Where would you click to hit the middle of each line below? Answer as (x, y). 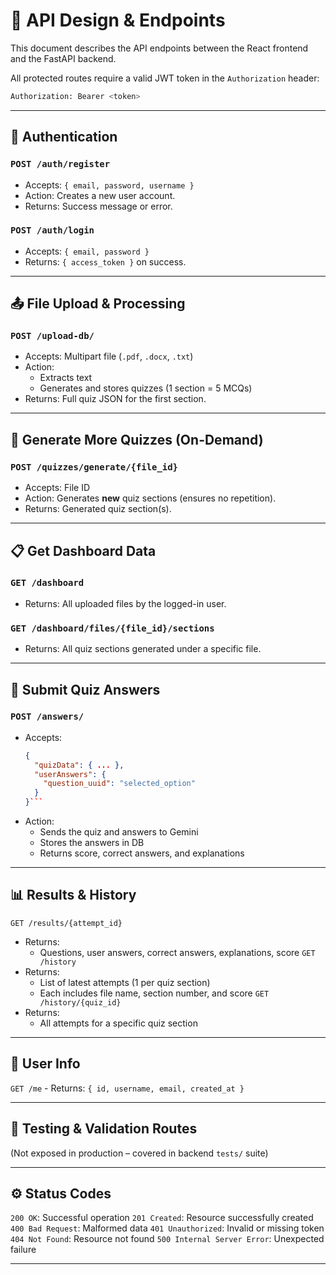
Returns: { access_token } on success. (105, 261)
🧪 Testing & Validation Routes (104, 1129)
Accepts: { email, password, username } (109, 185)
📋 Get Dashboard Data (83, 550)
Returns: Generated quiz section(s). (98, 509)
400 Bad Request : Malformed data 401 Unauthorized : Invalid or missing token (167, 1228)
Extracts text (66, 378)
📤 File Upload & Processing (98, 304)
